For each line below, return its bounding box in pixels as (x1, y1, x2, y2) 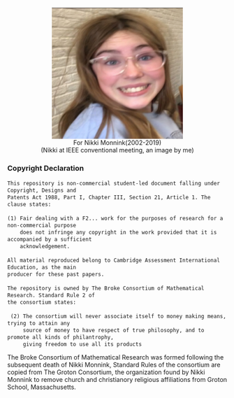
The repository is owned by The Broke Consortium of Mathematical (7, 285, 205, 292)
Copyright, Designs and (7, 187, 77, 194)
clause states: (7, 201, 52, 208)
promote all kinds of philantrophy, (7, 334, 114, 341)
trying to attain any (7, 320, 71, 327)
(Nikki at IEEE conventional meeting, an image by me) (41, 146, 194, 154)
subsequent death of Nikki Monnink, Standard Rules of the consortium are (7, 361, 221, 369)
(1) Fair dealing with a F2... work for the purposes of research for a (7, 215, 224, 222)
